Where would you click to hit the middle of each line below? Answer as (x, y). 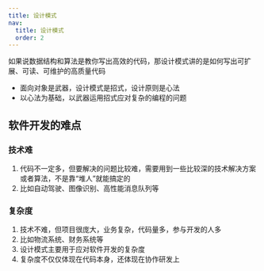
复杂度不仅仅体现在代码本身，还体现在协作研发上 (99, 259)
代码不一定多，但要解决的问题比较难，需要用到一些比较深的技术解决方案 (138, 168)
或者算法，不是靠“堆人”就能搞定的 (75, 178)
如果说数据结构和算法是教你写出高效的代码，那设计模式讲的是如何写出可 (126, 61)
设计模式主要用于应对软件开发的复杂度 (82, 250)
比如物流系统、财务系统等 (61, 239)
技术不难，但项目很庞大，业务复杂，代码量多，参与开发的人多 (121, 230)
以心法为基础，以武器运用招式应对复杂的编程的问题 (103, 98)
